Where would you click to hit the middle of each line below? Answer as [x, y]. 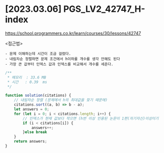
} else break [35, 132]
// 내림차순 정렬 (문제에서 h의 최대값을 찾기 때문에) [61, 100]
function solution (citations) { [38, 96]
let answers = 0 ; [32, 110]
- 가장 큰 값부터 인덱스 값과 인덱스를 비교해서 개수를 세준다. [59, 64]
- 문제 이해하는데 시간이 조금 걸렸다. [38, 54]
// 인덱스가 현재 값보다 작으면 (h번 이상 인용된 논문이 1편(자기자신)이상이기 [91, 118]
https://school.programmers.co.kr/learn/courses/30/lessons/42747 [73, 33]
